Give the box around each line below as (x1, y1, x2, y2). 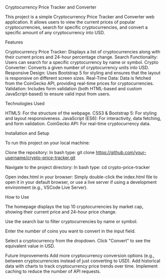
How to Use (5, 194, 29, 200)
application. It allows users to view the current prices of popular (5, 19, 135, 25)
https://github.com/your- (96, 150, 147, 155)
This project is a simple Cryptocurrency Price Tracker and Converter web (5, 14, 155, 19)
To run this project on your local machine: (5, 140, 90, 146)
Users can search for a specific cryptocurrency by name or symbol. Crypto (5, 59, 159, 65)
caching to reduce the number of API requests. (5, 269, 101, 274)
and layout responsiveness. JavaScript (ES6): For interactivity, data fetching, (5, 115, 162, 121)
